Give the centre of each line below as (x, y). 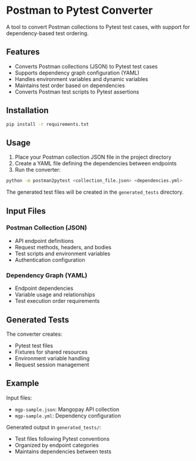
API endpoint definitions (44, 241)
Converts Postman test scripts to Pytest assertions (77, 92)
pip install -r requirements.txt (48, 124)
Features (23, 52)
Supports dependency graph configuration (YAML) (77, 73)
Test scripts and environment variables (63, 253)
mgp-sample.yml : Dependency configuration (68, 416)
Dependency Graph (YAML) (47, 275)
